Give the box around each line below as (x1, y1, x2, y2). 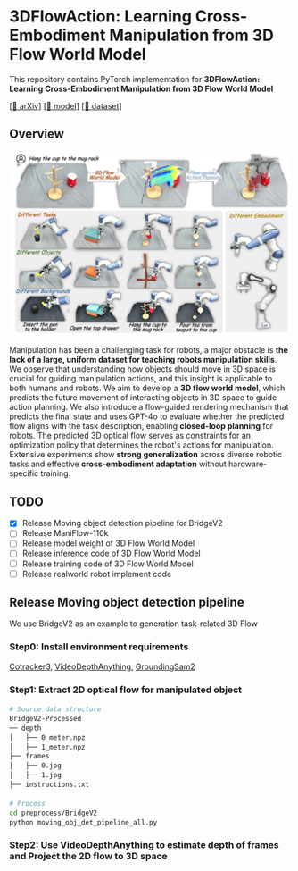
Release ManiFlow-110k (21, 528, 109, 539)
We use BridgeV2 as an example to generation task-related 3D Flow (9, 618, 259, 629)
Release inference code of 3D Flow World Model (21, 548, 201, 559)
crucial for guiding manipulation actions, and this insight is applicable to (9, 373, 273, 384)
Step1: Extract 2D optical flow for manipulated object (9, 683, 243, 696)
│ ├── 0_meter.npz (9, 733, 87, 742)
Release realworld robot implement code (21, 568, 172, 579)
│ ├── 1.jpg (9, 771, 62, 780)
